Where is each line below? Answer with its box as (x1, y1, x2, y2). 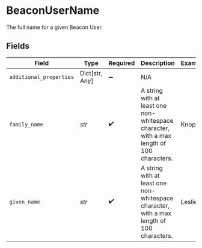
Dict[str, (79, 69, 103, 77)
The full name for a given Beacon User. (6, 23, 103, 31)
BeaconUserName (6, 4, 100, 17)
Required (108, 58, 135, 67)
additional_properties (9, 73, 74, 80)
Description (140, 58, 176, 67)
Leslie (180, 197, 198, 206)
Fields (6, 41, 30, 51)
